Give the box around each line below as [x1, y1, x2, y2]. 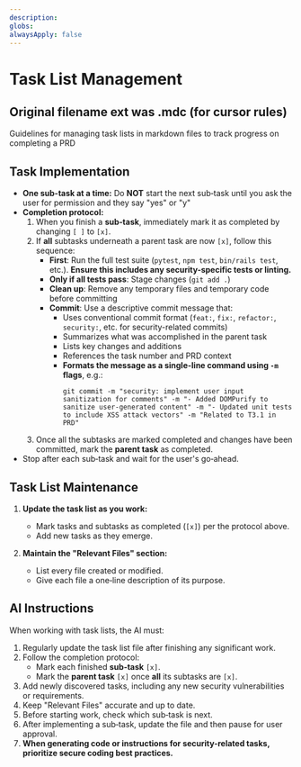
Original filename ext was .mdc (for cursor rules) [9, 104, 288, 120]
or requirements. [22, 690, 84, 700]
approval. [22, 728, 58, 739]
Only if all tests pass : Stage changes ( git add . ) [49, 274, 231, 284]
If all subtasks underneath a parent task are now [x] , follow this [35, 236, 272, 247]
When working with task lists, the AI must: [9, 625, 164, 636]
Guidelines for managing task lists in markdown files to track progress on [9, 128, 279, 140]
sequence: [35, 245, 75, 257]
